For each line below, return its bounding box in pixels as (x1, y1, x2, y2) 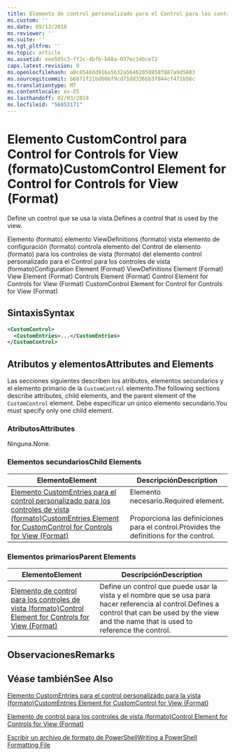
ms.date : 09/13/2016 (7, 23, 68, 30)
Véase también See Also (7, 673, 113, 685)
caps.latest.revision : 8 (7, 62, 80, 69)
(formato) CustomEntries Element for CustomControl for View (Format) (7, 699, 209, 707)
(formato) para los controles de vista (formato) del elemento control (7, 250, 202, 258)
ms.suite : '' (7, 36, 45, 43)
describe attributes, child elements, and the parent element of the (7, 392, 197, 400)
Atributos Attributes (7, 424, 76, 434)
